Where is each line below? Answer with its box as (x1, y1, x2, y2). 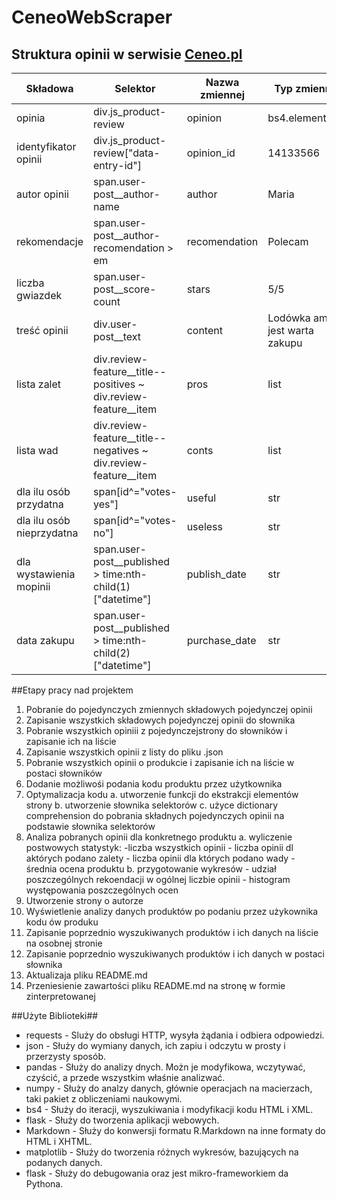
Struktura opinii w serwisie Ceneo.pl (11, 46, 243, 63)
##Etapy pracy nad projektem (11, 684, 134, 696)
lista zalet (16, 377, 62, 391)
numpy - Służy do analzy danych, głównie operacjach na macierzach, (25, 1082, 313, 1094)
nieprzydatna (16, 526, 79, 540)
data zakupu (16, 634, 75, 647)
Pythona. (25, 1178, 64, 1190)
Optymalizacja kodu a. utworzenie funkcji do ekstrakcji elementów (25, 789, 299, 800)
